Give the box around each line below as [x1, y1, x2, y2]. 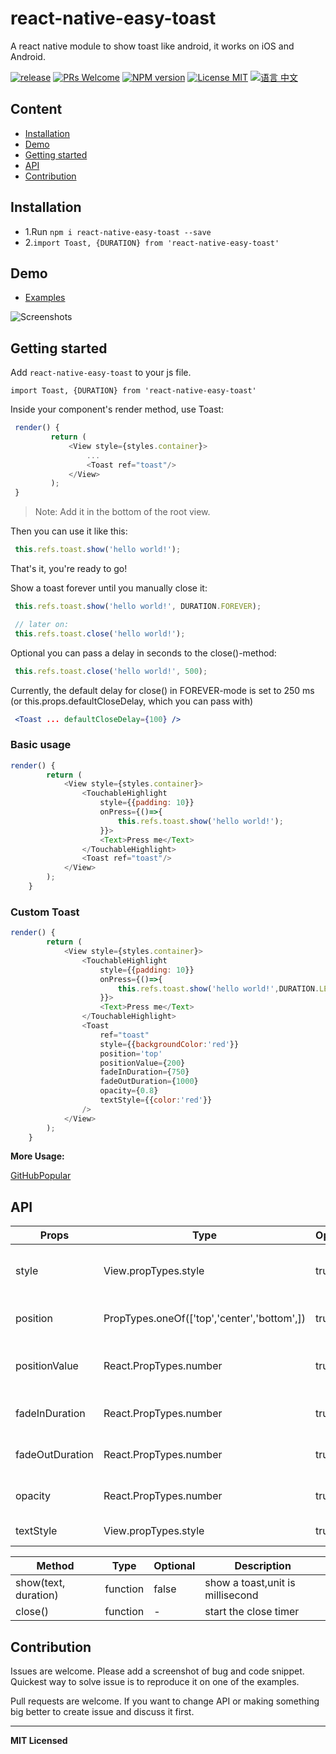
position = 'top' [99, 1048, 163, 1059]
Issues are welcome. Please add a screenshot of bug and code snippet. [10, 1665, 305, 1677]
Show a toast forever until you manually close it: [10, 582, 208, 594]
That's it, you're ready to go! [10, 563, 128, 575]
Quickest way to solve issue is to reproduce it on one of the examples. [10, 1676, 300, 1688]
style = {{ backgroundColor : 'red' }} [99, 1039, 240, 1049]
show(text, [15, 1576, 66, 1590]
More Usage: [10, 1150, 65, 1162]
